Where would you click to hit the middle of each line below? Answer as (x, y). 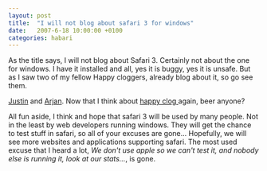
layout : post (30, 16)
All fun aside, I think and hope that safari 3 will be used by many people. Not (133, 117)
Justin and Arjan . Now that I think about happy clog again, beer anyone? (127, 101)
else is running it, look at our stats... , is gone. (82, 159)
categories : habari (41, 38)
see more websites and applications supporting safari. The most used (123, 142)
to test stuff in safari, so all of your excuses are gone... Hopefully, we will (128, 134)
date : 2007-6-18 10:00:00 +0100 (66, 30)
